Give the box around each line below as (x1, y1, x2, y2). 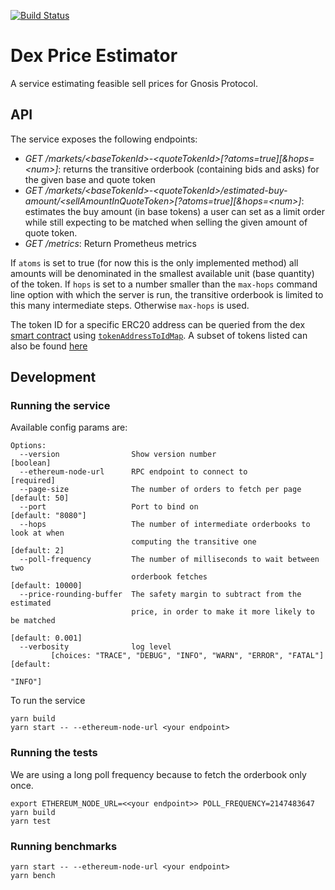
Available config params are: (10, 421, 128, 434)
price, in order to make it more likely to (131, 607, 315, 617)
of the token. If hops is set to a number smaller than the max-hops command (10, 278, 318, 290)
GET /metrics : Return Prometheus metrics (24, 237, 197, 249)
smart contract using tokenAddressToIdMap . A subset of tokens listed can (10, 329, 308, 341)
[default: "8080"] (10, 511, 87, 521)
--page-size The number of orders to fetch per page (19, 485, 302, 495)
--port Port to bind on (19, 502, 199, 512)
